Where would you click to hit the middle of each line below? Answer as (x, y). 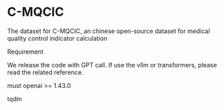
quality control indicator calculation (57, 38)
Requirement (25, 52)
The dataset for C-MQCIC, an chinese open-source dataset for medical (109, 31)
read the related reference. (46, 72)
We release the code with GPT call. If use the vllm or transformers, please (112, 65)
